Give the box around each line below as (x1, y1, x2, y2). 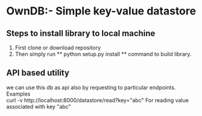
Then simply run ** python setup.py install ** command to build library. (14, 50, 192, 58)
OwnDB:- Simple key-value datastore (6, 4, 197, 18)
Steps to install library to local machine (6, 28, 156, 38)
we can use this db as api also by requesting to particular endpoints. (6, 84, 176, 91)
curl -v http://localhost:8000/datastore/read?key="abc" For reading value (6, 96, 189, 103)
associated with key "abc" (6, 103, 71, 110)
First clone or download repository (14, 44, 101, 51)
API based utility (6, 68, 69, 78)
